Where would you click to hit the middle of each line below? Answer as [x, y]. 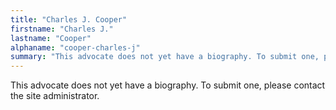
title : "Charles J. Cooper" [69, 19]
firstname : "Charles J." [62, 29]
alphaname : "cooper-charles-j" [75, 47]
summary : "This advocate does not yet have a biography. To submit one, [165, 57]
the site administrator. [55, 96]
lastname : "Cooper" [51, 38]
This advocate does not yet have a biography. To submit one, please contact [168, 85]
